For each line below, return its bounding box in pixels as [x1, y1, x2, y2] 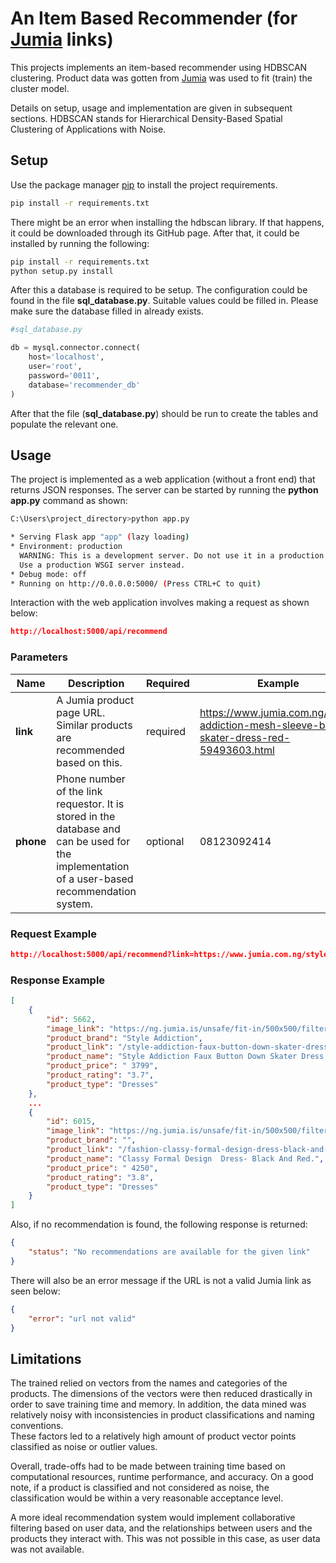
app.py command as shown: [10, 495, 128, 507]
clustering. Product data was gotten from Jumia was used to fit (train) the [10, 72, 313, 84]
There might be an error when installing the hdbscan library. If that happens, [10, 216, 325, 228]
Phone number [56, 772, 126, 786]
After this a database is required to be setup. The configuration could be [10, 284, 308, 296]
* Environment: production [10, 542, 123, 552]
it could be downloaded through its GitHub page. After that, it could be [10, 227, 300, 239]
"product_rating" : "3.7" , [46, 1070, 155, 1081]
